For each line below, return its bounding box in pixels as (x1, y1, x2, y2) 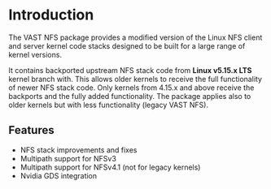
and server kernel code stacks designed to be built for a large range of (8, 41, 246, 50)
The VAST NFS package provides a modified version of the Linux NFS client (8, 32, 263, 42)
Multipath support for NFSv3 (20, 153, 116, 163)
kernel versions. (8, 49, 63, 59)
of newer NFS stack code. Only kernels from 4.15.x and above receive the (8, 83, 255, 92)
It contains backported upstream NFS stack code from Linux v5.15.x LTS (8, 65, 252, 75)
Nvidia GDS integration (20, 170, 98, 180)
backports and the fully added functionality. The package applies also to (8, 91, 251, 101)
